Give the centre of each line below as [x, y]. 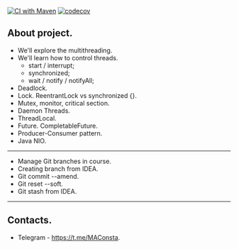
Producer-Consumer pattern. [60, 133]
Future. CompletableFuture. [57, 126]
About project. [40, 33]
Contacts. [30, 220]
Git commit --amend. [48, 176]
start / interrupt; [51, 65]
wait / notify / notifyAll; [61, 80]
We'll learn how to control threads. [68, 57]
